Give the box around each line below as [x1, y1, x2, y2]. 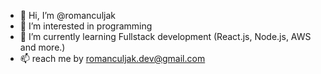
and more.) [19, 41, 66, 53]
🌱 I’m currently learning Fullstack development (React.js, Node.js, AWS [19, 31, 312, 42]
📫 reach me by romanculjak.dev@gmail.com [19, 53, 206, 64]
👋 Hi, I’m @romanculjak [19, 10, 116, 21]
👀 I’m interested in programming [19, 20, 153, 32]
